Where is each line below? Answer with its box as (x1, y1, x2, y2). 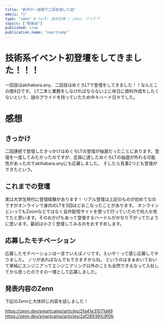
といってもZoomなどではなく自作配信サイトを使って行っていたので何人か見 (5, 208, 158, 214)
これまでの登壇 (5, 182, 50, 191)
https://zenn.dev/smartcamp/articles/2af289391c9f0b (5, 313, 114, 319)
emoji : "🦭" (5, 12, 27, 17)
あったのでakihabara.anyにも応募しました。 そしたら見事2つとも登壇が (13, 160, 158, 166)
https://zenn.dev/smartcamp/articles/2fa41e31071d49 (5, 308, 113, 314)
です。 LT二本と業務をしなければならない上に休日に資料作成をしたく (21, 88, 160, 94)
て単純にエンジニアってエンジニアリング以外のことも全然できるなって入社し (5, 263, 159, 269)
